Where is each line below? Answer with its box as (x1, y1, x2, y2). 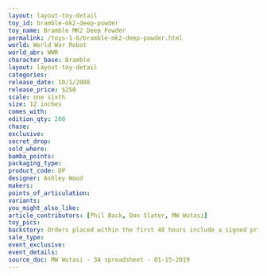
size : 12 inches (8, 100, 62, 108)
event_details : (8, 248, 59, 256)
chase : (8, 122, 30, 130)
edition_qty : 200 (8, 115, 66, 123)
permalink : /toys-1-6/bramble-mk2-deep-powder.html (8, 33, 183, 42)
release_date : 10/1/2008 (8, 78, 91, 86)
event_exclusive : (8, 241, 66, 249)
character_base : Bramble (8, 56, 91, 64)
